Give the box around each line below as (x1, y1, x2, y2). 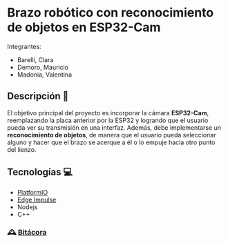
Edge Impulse (17, 195, 57, 204)
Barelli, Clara (17, 55, 54, 64)
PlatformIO (17, 188, 48, 196)
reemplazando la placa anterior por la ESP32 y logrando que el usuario (7, 116, 209, 124)
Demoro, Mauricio (17, 63, 69, 71)
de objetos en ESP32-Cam (7, 19, 161, 35)
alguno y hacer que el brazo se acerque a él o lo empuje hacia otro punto (7, 138, 216, 146)
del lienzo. (7, 145, 37, 153)
